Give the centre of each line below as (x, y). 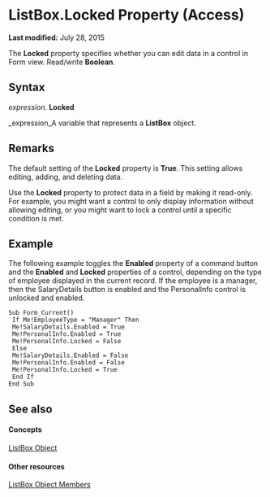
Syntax (27, 87)
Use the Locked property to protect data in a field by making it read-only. (131, 192)
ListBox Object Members (49, 485)
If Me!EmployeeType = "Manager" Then (75, 320)
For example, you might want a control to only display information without (131, 201)
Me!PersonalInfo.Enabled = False (69, 363)
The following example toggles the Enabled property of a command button (133, 264)
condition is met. (36, 218)
